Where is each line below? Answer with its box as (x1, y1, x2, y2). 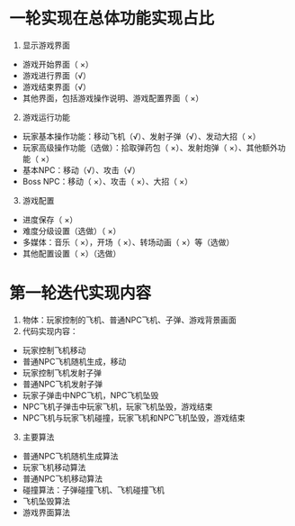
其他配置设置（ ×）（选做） (22, 248, 121, 258)
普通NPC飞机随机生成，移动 (22, 356, 127, 367)
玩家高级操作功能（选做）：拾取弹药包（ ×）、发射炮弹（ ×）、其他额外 (22, 141, 279, 153)
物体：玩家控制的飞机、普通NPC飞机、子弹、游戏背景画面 (22, 314, 237, 325)
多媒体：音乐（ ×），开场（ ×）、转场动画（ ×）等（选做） (22, 236, 235, 248)
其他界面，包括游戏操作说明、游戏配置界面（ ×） (22, 92, 204, 104)
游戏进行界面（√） (22, 69, 92, 81)
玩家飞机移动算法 (22, 461, 86, 473)
